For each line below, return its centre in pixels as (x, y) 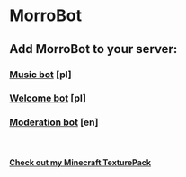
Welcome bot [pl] (48, 98)
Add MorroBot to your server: (93, 49)
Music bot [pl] (40, 75)
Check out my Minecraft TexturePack (80, 163)
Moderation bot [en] (54, 122)
